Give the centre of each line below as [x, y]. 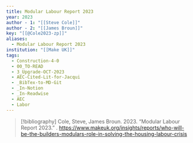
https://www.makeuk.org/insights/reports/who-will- [122, 128]
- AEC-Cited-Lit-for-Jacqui [46, 77]
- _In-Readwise [30, 94]
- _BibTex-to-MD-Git [37, 83]
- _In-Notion [27, 88]
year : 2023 [19, 17]
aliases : [17, 39]
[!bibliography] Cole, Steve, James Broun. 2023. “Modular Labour [100, 121]
